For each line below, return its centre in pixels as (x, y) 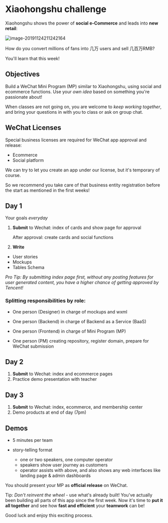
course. (13, 175)
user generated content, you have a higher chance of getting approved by (82, 283)
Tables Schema (28, 268)
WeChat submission (33, 346)
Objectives (23, 74)
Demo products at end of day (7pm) (49, 412)
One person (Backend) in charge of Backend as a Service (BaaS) (79, 321)
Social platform (28, 160)
